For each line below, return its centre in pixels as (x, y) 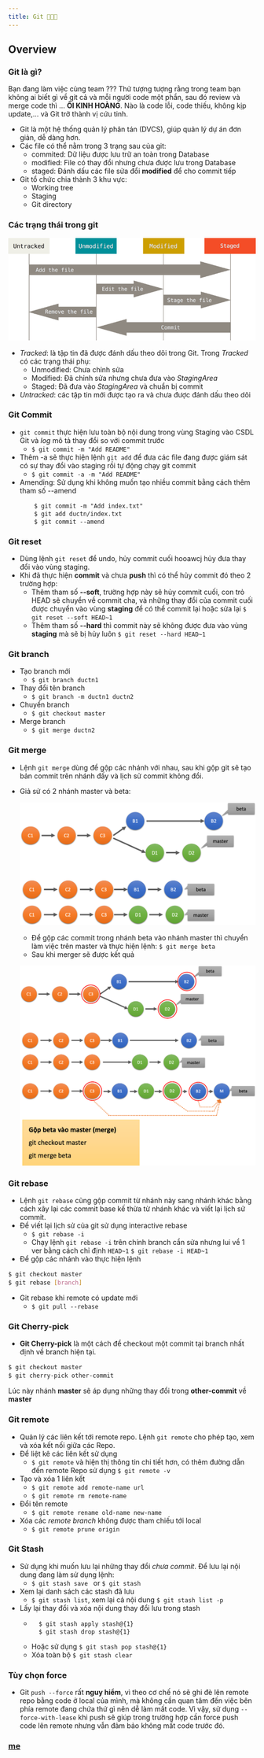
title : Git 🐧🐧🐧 (33, 17)
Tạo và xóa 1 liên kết (52, 1479)
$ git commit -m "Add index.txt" (89, 506)
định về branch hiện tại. (58, 1352)
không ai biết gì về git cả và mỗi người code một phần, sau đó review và (125, 98)
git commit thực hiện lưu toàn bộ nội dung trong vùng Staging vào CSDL (136, 432)
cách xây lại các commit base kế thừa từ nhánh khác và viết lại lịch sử (132, 1209)
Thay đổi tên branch (52, 688)
